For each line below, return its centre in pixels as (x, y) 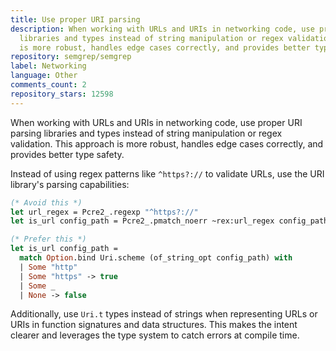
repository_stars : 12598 (62, 94)
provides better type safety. (67, 154)
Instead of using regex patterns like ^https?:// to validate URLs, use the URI (167, 173)
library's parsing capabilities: (70, 184)
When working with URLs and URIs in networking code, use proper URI (156, 122)
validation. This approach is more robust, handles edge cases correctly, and (167, 143)
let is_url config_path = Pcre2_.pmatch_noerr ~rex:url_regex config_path (169, 221)
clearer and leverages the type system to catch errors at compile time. (155, 335)
